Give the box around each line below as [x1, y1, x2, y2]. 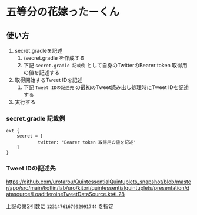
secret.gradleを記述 [14, 47, 63, 54]
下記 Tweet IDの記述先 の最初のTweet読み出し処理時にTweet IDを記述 [23, 84, 189, 91]
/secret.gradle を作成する [23, 54, 85, 62]
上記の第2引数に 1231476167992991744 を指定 [6, 203, 114, 210]
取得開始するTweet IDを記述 [14, 77, 83, 83]
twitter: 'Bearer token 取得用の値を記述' [37, 139, 136, 145]
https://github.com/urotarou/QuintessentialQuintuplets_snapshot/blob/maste [6, 178, 191, 185]
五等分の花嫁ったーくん [6, 5, 120, 19]
